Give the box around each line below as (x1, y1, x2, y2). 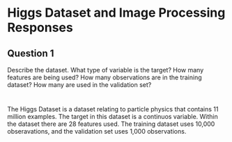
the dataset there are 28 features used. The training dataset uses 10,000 (7, 120, 215, 128)
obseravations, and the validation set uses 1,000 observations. (7, 127, 187, 136)
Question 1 (7, 47, 54, 59)
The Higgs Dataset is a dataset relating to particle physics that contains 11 (7, 105, 219, 113)
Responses (7, 19, 73, 35)
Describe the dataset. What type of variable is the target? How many (7, 66, 204, 74)
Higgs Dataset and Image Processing (7, 5, 226, 21)
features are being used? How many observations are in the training (7, 73, 202, 81)
